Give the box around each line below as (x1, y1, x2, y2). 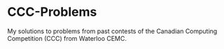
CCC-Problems (7, 4, 97, 20)
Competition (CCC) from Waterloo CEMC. (7, 34, 127, 42)
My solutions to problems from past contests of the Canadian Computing (7, 27, 218, 35)
